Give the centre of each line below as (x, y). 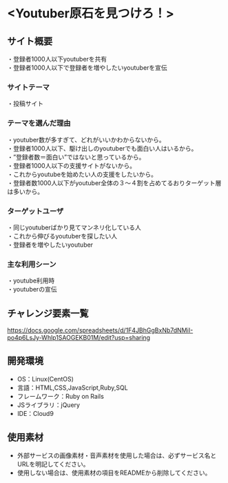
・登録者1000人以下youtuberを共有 (57, 59)
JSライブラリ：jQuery (49, 405)
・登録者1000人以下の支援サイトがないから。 (72, 165)
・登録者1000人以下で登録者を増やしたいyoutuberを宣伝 (87, 68)
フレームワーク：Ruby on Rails (61, 396)
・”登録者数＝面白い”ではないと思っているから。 (76, 157)
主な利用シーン (32, 264)
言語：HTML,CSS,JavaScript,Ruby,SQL (73, 388)
